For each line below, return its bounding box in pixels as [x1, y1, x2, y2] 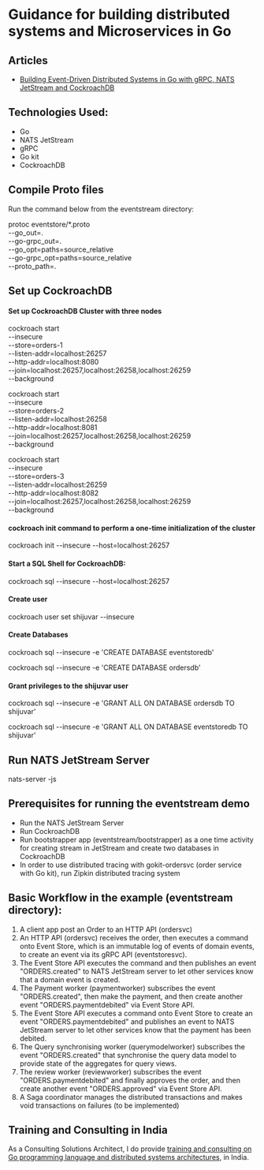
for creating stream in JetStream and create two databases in [19, 843, 219, 853]
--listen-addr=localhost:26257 [8, 349, 107, 358]
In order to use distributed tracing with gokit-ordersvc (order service [19, 860, 242, 869]
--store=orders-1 [8, 341, 63, 350]
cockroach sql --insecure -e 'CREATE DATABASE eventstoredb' [8, 648, 214, 657]
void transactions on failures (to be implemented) [19, 1101, 180, 1110]
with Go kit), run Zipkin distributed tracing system [19, 868, 180, 877]
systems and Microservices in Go [8, 22, 232, 40]
